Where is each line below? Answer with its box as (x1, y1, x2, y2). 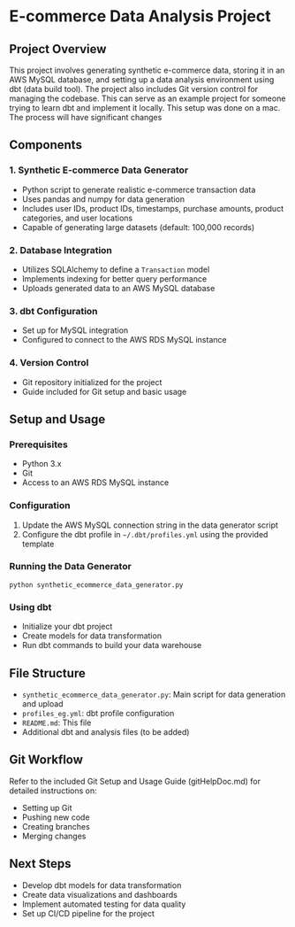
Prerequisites (9, 438, 68, 451)
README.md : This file (21, 717, 92, 728)
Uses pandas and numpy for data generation (21, 193, 185, 205)
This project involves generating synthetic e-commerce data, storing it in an (9, 65, 285, 75)
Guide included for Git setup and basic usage (21, 386, 187, 397)
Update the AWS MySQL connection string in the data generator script (21, 520, 278, 530)
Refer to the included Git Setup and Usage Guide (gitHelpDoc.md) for (9, 776, 261, 786)
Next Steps (9, 856, 72, 871)
